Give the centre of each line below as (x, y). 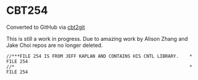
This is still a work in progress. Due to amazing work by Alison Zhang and (97, 38)
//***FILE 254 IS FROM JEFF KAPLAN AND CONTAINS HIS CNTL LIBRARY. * (99, 56)
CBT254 (27, 11)
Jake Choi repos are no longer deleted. (55, 45)
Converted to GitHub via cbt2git (46, 27)
